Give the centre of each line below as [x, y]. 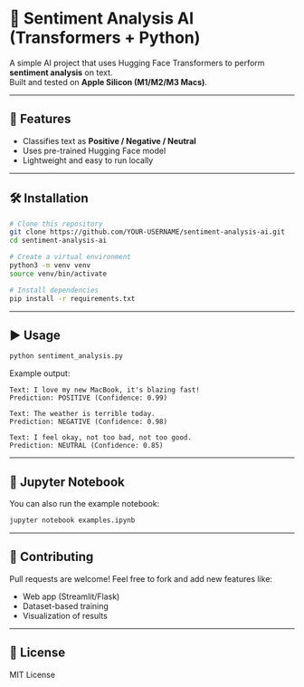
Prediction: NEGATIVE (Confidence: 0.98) [89, 422]
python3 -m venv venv [50, 266]
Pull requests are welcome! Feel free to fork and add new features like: [141, 578]
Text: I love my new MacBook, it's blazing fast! [105, 390]
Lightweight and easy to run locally [88, 160]
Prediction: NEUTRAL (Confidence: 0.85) [87, 446]
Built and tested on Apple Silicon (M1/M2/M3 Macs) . [109, 82]
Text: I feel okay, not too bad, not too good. [101, 438]
